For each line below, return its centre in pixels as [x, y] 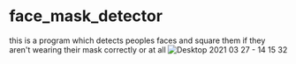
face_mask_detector [86, 16]
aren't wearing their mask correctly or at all [87, 49]
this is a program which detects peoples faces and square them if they [137, 40]
